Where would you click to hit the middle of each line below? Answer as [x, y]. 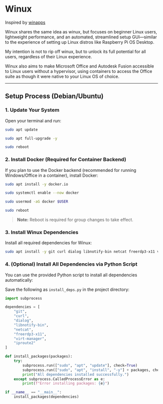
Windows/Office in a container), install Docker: [52, 175]
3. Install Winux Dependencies [42, 232]
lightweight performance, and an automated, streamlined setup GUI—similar [81, 37]
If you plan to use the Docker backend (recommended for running [71, 170]
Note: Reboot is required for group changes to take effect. [75, 220]
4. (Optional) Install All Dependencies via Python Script [71, 264]
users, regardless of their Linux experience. [49, 56]
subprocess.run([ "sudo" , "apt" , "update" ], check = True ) [80, 365]
